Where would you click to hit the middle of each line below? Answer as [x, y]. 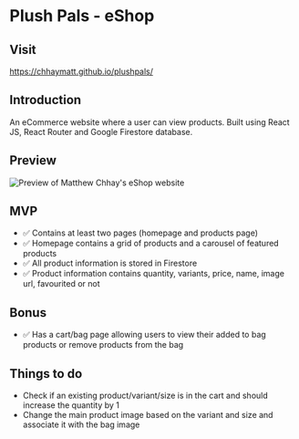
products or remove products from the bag [103, 345]
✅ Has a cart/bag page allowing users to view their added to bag [144, 335]
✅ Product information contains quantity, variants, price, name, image [154, 274]
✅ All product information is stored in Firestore [110, 263]
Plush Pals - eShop [82, 16]
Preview [33, 161]
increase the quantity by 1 [71, 405]
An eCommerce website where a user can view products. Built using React [149, 122]
